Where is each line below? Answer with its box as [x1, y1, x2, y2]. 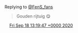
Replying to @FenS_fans [4, 4, 53, 10]
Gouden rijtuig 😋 [16, 13, 51, 19]
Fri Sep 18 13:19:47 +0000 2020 [9, 22, 73, 28]
